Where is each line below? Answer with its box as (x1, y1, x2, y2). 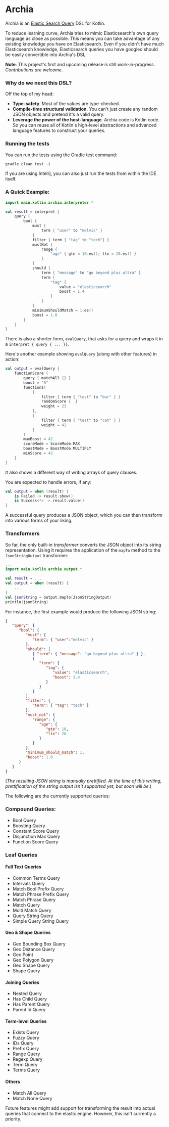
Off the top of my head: (5, 91, 54, 97)
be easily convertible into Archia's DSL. (5, 52, 87, 58)
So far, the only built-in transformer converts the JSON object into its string (5, 542, 161, 548)
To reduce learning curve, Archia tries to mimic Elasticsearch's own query (5, 30, 159, 36)
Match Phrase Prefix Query (12, 891, 69, 897)
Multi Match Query (12, 907, 51, 913)
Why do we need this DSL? (5, 79, 72, 86)
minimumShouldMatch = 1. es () (32, 307, 94, 313)
